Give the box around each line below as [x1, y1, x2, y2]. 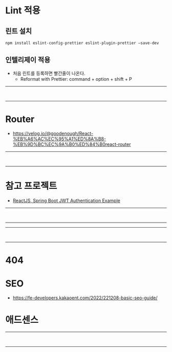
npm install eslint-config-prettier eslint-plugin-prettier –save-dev [5, 40, 159, 46]
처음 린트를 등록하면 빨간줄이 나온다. [12, 70, 85, 76]
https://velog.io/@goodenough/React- [12, 130, 94, 136]
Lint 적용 [5, 5, 41, 16]
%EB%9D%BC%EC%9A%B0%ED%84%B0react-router [12, 141, 131, 147]
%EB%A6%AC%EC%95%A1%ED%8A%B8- [12, 136, 106, 142]
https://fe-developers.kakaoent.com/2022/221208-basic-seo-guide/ [12, 295, 158, 301]
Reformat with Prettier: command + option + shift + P [20, 76, 132, 82]
